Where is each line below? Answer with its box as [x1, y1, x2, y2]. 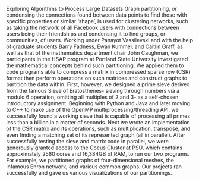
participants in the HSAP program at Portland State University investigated [6, 56, 188, 62]
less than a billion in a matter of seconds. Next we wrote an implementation [6, 119, 190, 125]
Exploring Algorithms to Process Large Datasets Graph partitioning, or [6, 5, 177, 12]
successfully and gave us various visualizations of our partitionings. [6, 170, 172, 176]
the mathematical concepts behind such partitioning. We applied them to [6, 62, 184, 69]
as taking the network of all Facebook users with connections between [6, 24, 179, 31]
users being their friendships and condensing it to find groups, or [6, 30, 166, 37]
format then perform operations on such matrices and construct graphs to [6, 74, 188, 81]
